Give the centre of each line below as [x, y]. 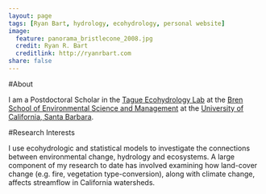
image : [19, 31]
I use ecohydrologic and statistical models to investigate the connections [129, 148]
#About [21, 84]
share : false [30, 61]
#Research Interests [42, 132]
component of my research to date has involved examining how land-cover [133, 165]
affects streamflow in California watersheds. [82, 182]
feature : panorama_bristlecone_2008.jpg [84, 38]
